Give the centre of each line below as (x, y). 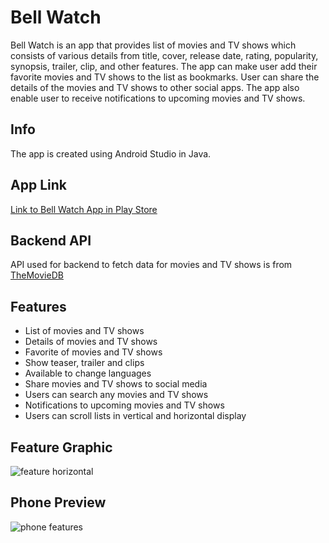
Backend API (51, 240)
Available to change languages (88, 373)
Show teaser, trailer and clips (84, 363)
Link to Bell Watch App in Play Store (84, 209)
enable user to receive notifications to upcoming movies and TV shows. (158, 98)
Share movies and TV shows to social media (116, 384)
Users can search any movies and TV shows (116, 395)
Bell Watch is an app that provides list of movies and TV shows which (153, 45)
